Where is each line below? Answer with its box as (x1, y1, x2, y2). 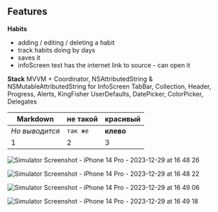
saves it (17, 53, 40, 62)
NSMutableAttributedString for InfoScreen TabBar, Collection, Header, (7, 82, 212, 91)
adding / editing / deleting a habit (17, 38, 115, 47)
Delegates (7, 97, 38, 106)
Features (7, 6, 48, 18)
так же (66, 127, 89, 135)
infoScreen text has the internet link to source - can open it (17, 60, 190, 69)
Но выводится (11, 125, 60, 135)
